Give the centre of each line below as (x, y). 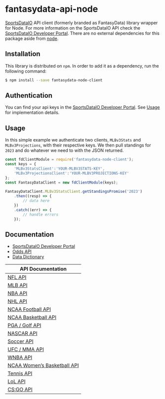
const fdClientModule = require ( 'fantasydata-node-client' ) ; (69, 160)
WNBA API (20, 358)
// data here (36, 201)
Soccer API (21, 341)
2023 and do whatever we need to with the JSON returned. (64, 150)
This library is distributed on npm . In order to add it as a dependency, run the (82, 66)
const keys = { (21, 164)
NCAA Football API (29, 309)
